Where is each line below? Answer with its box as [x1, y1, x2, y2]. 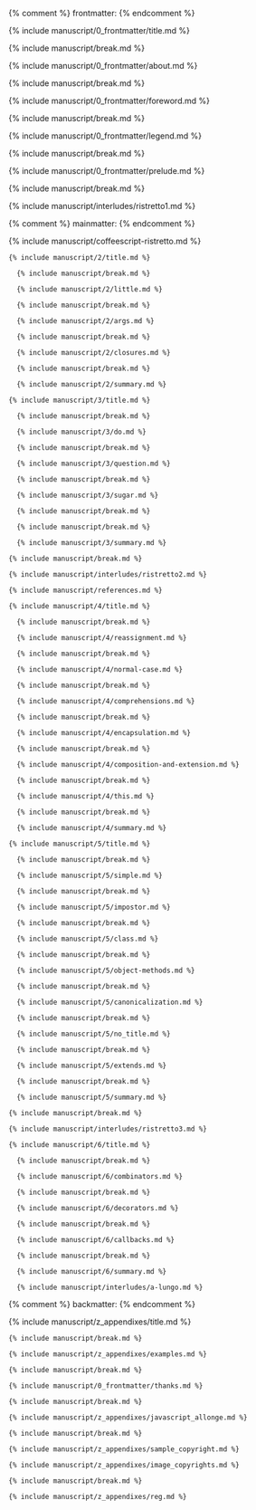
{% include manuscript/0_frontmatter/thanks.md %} [8, 1381, 204, 1391]
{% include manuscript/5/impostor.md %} [16, 903, 171, 912]
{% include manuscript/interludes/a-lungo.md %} [16, 1283, 204, 1292]
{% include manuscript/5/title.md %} [8, 839, 151, 848]
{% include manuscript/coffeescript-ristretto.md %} [8, 235, 202, 246]
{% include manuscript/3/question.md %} [16, 459, 171, 468]
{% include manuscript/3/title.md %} [8, 396, 151, 405]
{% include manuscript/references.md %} [8, 586, 164, 595]
